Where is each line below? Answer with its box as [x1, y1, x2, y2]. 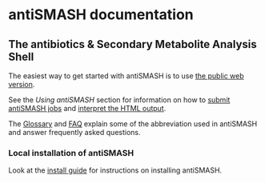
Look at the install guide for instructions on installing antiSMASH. [8, 165, 223, 175]
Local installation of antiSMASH [8, 147, 135, 158]
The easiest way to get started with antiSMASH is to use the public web [8, 71, 244, 81]
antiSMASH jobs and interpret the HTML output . [8, 104, 167, 113]
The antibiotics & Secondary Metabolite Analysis [8, 38, 258, 51]
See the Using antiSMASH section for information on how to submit [8, 95, 231, 105]
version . [8, 80, 35, 89]
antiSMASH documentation [8, 6, 194, 24]
